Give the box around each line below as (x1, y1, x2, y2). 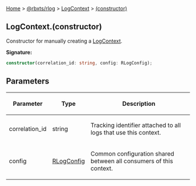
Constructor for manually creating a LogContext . (6, 37, 123, 44)
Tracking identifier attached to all (90, 121, 181, 129)
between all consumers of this (90, 157, 173, 165)
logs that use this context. (90, 128, 162, 136)
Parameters (6, 76, 50, 87)
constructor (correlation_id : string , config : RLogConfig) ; (6, 60, 153, 66)
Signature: (6, 49, 32, 56)
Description (122, 99, 156, 108)
